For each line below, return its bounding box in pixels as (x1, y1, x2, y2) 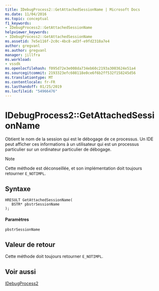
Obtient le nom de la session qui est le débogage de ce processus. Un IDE (5, 136, 154, 142)
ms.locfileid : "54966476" (5, 89, 57, 94)
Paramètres (5, 216, 29, 222)
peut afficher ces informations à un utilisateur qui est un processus (5, 141, 140, 147)
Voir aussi (5, 268, 36, 276)
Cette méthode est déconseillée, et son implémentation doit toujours (5, 165, 142, 171)
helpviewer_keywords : (5, 30, 49, 35)
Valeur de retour (5, 240, 55, 249)
